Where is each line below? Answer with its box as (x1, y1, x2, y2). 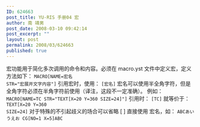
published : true (6, 48, 47, 54)
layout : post (6, 37, 39, 43)
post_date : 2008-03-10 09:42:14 (6, 25, 87, 32)
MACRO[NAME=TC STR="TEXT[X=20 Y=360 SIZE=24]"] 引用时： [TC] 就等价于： (6, 95, 190, 102)
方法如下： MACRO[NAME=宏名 (6, 72, 73, 80)
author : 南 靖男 (6, 20, 44, 26)
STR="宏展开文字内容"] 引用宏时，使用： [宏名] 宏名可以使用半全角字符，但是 (6, 80, 191, 87)
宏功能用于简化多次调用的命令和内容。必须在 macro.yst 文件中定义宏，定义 (6, 65, 192, 72)
